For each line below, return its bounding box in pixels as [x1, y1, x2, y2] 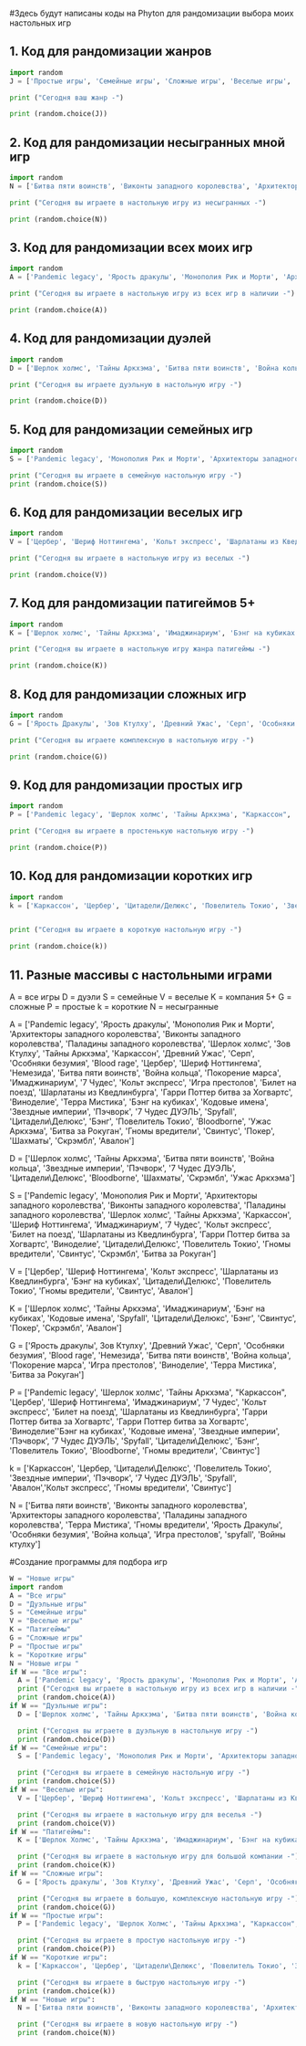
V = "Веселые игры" [9, 1616, 84, 1626]
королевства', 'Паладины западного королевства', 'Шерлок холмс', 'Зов [9, 1038, 291, 1049]
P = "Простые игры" [9, 1642, 84, 1651]
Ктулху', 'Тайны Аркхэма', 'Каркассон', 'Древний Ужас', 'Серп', [9, 1047, 255, 1058]
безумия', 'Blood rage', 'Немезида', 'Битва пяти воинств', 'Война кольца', [9, 1349, 291, 1360]
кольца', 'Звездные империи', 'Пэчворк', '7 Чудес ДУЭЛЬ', [9, 1162, 237, 1173]
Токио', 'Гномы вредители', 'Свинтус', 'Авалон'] [9, 1285, 194, 1296]
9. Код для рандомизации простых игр [9, 777, 243, 792]
